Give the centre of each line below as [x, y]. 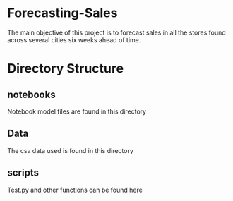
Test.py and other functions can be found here [75, 190]
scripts [23, 173]
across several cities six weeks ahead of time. [74, 39]
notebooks [31, 94]
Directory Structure [66, 69]
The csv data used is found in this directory [71, 150]
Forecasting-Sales [62, 13]
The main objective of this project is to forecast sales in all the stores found [116, 32]
